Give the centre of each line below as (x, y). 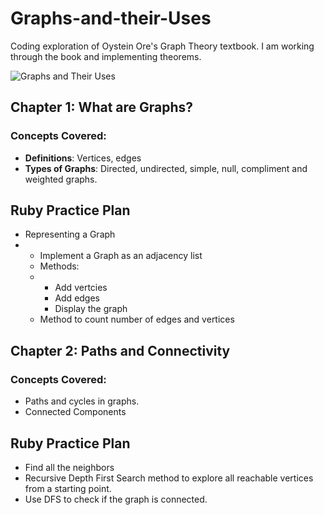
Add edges (77, 298)
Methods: (59, 266)
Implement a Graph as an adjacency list (121, 256)
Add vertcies (81, 288)
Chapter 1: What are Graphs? (102, 107)
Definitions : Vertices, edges (83, 158)
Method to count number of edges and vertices (137, 319)
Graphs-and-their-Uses (111, 18)
